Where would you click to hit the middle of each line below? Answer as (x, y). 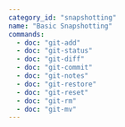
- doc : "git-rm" (46, 101)
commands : (27, 34)
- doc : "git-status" (54, 51)
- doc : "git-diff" (51, 59)
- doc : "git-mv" (46, 109)
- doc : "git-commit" (54, 68)
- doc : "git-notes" (53, 76)
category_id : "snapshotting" (62, 17)
